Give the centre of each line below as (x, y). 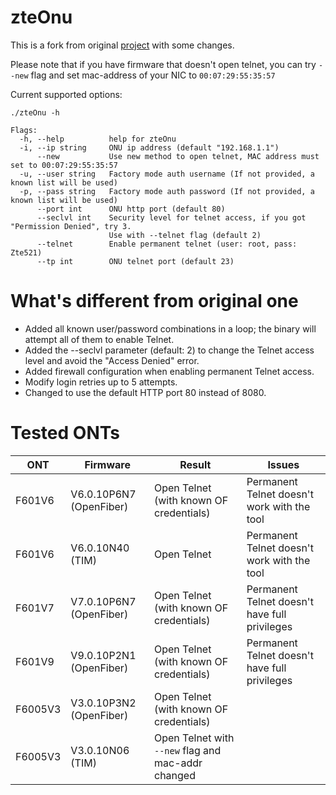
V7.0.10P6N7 (103, 601)
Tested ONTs (65, 433)
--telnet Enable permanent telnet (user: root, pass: (167, 244)
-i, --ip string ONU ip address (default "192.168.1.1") (149, 147)
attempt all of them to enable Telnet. (99, 339)
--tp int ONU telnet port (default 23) (135, 261)
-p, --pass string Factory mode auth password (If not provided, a (167, 191)
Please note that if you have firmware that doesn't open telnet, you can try (163, 64)
